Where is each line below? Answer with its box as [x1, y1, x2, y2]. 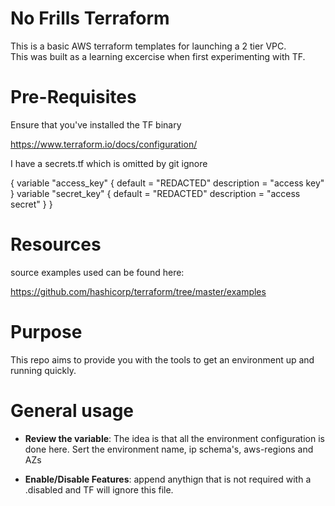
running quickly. [10, 364, 77, 376]
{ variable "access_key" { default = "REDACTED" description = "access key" [10, 177, 325, 189]
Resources [10, 233, 102, 256]
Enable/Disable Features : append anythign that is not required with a [24, 473, 312, 485]
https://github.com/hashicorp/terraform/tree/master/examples [10, 285, 267, 297]
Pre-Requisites [10, 86, 137, 109]
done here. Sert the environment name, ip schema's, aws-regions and [24, 443, 314, 455]
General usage [10, 399, 135, 422]
